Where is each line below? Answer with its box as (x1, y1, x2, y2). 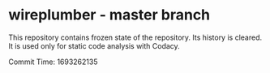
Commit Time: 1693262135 (8, 57, 98, 67)
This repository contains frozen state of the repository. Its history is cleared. (8, 32, 262, 42)
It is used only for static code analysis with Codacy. (8, 41, 180, 50)
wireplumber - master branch (8, 6, 211, 24)
